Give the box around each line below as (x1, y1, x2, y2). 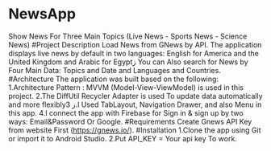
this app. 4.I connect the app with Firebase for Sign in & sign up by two (8, 108, 244, 117)
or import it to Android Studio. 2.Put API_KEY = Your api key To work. (8, 133, 238, 143)
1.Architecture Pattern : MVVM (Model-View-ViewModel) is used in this (8, 82, 244, 92)
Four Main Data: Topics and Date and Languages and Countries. (8, 65, 222, 75)
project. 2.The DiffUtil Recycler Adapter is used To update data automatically (8, 91, 263, 100)
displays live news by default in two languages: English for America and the (8, 48, 260, 58)
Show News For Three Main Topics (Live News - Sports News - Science (8, 31, 248, 41)
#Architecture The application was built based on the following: (8, 74, 219, 84)
